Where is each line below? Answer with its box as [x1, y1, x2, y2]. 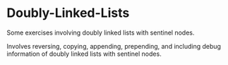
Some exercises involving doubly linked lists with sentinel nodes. [6, 28, 195, 37]
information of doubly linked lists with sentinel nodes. [6, 49, 162, 58]
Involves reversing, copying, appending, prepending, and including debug [6, 42, 222, 50]
